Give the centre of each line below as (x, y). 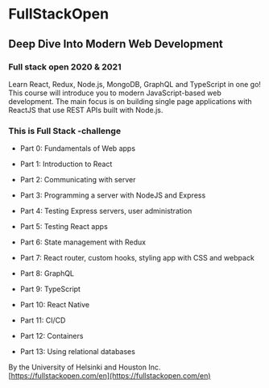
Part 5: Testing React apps (64, 227)
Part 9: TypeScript (50, 289)
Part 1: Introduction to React (66, 164)
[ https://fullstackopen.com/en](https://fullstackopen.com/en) (110, 376)
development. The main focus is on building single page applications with (130, 101)
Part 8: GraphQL (47, 273)
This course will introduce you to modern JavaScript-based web (115, 93)
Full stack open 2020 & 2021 (65, 67)
